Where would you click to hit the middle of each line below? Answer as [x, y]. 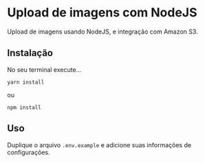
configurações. [29, 152]
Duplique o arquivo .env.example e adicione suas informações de [99, 145]
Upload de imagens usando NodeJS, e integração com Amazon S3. [102, 32]
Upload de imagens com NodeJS [102, 13]
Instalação [30, 53]
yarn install [26, 82]
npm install [24, 108]
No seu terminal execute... [44, 69]
